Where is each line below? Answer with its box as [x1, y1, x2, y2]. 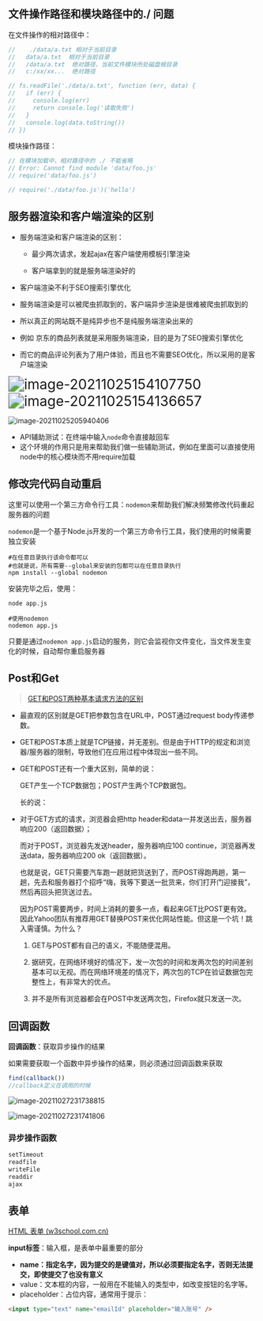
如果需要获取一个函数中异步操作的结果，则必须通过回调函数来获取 [8, 1059, 223, 1068]
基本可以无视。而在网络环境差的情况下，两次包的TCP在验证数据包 [31, 967, 246, 977]
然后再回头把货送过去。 [19, 888, 96, 897]
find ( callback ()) [8, 1075, 66, 1083]
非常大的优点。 [66, 978, 115, 987]
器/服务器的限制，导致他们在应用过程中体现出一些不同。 [19, 747, 203, 756]
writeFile [8, 1165, 41, 1173]
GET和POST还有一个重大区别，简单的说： [19, 764, 156, 774]
